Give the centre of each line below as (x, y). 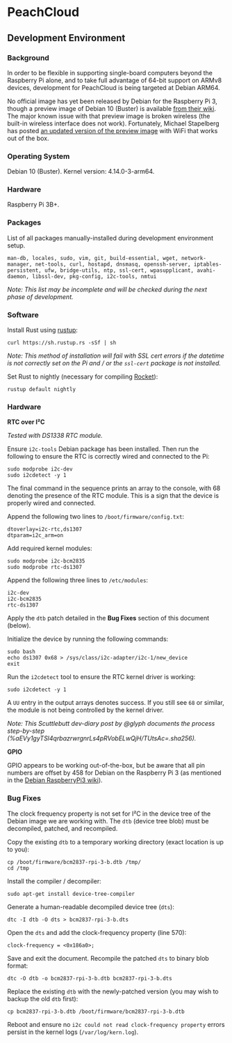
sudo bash (22, 652)
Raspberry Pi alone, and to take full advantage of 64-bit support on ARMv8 (115, 80)
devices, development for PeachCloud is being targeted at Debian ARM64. (114, 87)
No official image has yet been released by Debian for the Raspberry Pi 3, (112, 101)
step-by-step (26, 731)
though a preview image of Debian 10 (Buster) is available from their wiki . (112, 108)
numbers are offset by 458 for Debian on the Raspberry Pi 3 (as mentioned (114, 773)
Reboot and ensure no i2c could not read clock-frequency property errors (116, 1024)
